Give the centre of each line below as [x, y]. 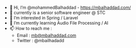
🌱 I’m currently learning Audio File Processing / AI [59, 23]
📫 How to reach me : [31, 28]
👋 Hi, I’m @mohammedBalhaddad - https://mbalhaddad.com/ [70, 8]
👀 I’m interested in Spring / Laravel [44, 18]
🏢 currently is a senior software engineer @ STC [57, 13]
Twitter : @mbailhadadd [40, 40]
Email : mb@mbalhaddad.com [46, 35]
